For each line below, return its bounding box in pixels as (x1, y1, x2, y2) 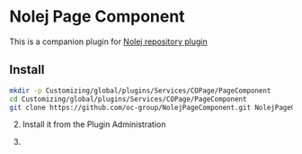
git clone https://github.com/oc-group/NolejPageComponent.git (9, 103, 252, 112)
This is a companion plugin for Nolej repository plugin (9, 36, 209, 47)
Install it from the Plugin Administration (22, 119, 166, 130)
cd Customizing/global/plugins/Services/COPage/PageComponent (9, 95, 247, 104)
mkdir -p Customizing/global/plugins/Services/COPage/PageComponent (9, 86, 271, 95)
